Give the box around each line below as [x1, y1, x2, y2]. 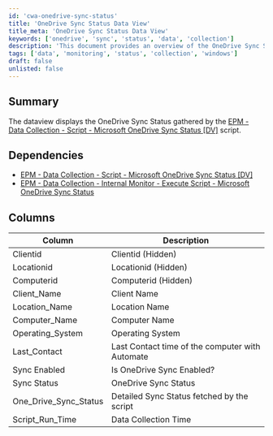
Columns [8, 210, 55, 224]
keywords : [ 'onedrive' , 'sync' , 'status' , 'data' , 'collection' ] [8, 34, 235, 43]
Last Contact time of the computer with [110, 341, 261, 352]
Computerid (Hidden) [110, 275, 193, 287]
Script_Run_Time [12, 414, 77, 425]
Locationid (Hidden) [110, 261, 188, 273]
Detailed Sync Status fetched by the [110, 391, 249, 402]
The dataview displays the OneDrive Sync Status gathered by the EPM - [8, 116, 249, 126]
